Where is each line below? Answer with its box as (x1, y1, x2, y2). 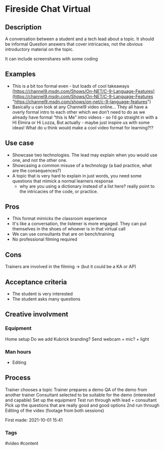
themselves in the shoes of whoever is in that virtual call (12, 226, 126, 232)
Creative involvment (5, 310, 69, 319)
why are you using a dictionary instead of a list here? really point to (19, 183, 155, 189)
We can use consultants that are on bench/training (12, 231, 115, 237)
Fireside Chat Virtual (5, 3, 91, 15)
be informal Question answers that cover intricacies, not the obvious (5, 41, 143, 47)
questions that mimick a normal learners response (12, 178, 114, 184)
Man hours (5, 348, 32, 355)
